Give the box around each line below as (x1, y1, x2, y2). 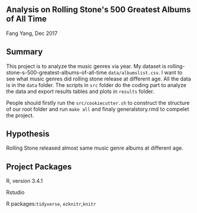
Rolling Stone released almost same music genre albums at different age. (6, 144, 184, 151)
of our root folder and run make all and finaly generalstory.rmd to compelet (6, 105, 189, 112)
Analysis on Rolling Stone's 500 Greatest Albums (6, 5, 191, 15)
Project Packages (6, 162, 72, 172)
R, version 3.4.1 (6, 177, 43, 185)
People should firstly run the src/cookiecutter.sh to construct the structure (6, 99, 190, 106)
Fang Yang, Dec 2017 (6, 30, 58, 37)
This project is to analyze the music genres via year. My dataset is (6, 62, 166, 70)
